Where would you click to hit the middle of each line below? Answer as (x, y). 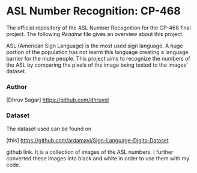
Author (17, 86)
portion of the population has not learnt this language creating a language (97, 52)
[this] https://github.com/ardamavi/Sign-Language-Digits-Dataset (88, 140)
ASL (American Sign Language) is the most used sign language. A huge (95, 46)
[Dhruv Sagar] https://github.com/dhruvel (58, 100)
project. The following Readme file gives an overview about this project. (95, 34)
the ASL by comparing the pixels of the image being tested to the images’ (97, 65)
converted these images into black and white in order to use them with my (98, 158)
